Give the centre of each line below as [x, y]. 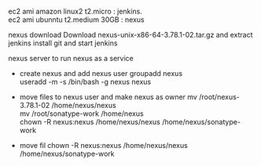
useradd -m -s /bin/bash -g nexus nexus [85, 82]
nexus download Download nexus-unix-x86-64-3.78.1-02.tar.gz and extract [130, 35]
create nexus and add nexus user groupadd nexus [101, 73]
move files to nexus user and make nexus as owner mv [108, 97]
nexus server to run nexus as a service [71, 58]
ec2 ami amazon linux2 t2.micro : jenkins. [75, 11]
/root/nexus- [219, 97]
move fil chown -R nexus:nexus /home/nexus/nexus [104, 145]
